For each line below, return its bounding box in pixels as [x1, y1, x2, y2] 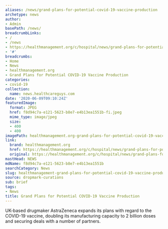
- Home [5, 59, 19, 64]
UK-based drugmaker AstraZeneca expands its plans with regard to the [5, 207, 152, 213]
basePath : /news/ [5, 26, 41, 31]
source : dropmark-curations [5, 175, 64, 180]
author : [5, 17, 21, 22]
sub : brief [5, 180, 28, 185]
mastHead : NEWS [5, 156, 37, 161]
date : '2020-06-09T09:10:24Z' [5, 96, 68, 101]
